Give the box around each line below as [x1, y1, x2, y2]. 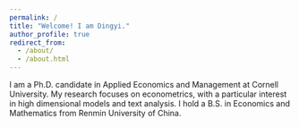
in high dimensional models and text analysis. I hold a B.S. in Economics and [9, 98, 291, 108]
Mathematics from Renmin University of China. [9, 108, 182, 118]
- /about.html [17, 55, 70, 63]
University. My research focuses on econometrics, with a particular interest [9, 89, 287, 99]
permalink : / [9, 13, 58, 22]
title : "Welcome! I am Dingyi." [9, 21, 130, 30]
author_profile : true [9, 30, 90, 38]
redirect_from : [9, 38, 66, 47]
